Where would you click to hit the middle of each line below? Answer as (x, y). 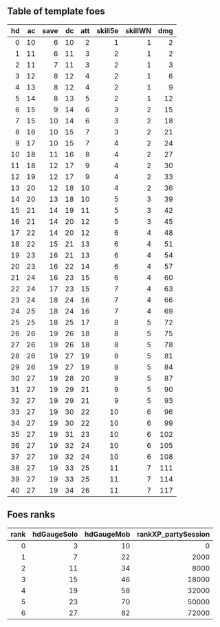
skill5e (107, 30)
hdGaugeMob (108, 534)
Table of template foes (56, 11)
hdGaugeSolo (55, 534)
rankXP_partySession (173, 534)
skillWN (139, 30)
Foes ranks (31, 515)
